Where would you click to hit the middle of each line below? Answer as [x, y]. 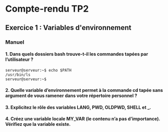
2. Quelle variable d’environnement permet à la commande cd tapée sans [84, 90]
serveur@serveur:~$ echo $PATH [38, 70]
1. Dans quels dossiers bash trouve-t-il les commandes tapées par [77, 54]
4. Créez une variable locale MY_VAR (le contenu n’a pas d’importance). [83, 119]
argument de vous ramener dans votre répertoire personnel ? [71, 96]
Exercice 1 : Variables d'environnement [68, 28]
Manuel [15, 42]
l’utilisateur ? [19, 59]
